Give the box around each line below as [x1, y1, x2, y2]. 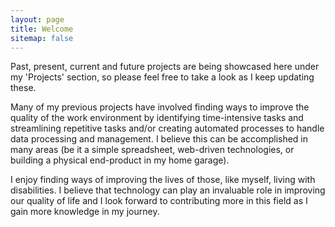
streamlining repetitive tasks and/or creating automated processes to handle [10, 122, 325, 135]
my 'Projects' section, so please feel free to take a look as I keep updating [10, 71, 315, 83]
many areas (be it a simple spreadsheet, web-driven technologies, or [10, 144, 295, 156]
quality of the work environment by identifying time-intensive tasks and [10, 112, 304, 124]
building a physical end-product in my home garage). [10, 154, 230, 166]
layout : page [10, 14, 65, 25]
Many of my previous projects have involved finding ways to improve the [10, 101, 310, 113]
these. [10, 82, 37, 94]
